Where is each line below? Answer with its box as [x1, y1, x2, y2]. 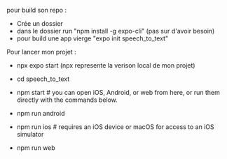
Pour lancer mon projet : [6, 48, 76, 56]
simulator [16, 130, 44, 138]
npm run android [16, 109, 65, 117]
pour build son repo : [6, 6, 67, 14]
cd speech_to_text [16, 75, 70, 83]
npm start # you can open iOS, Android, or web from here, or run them [16, 89, 220, 96]
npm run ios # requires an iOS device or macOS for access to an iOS [16, 123, 214, 131]
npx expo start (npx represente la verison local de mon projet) [16, 61, 195, 69]
